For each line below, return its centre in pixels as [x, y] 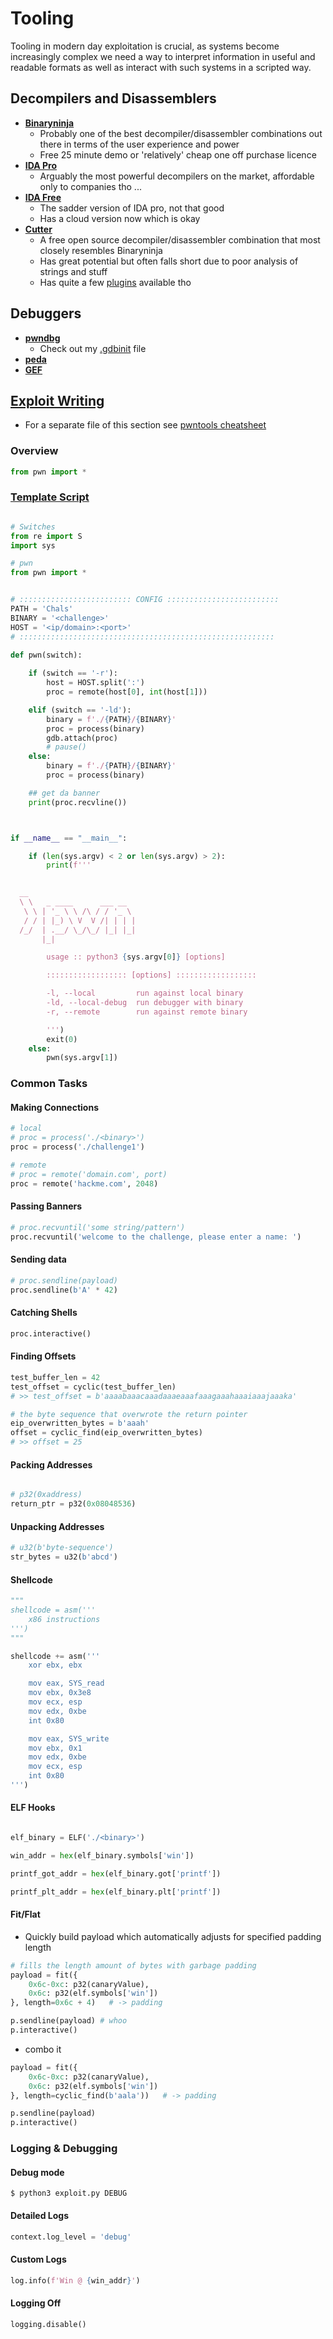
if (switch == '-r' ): [73, 673]
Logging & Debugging [64, 2149]
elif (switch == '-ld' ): [80, 710]
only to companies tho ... [90, 186]
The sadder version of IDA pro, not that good [132, 208]
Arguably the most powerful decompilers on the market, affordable [177, 176]
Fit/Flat [25, 1914]
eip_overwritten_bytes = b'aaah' [80, 1423]
